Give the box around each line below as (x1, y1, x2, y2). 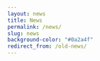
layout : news (7, 10, 46, 18)
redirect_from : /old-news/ (7, 43, 87, 50)
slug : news (7, 29, 40, 37)
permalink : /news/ (7, 23, 62, 30)
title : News (7, 17, 43, 24)
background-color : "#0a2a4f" (7, 36, 94, 43)
